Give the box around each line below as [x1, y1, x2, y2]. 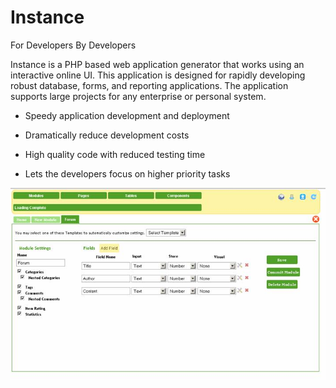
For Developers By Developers [10, 39, 137, 51]
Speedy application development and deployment [24, 109, 230, 121]
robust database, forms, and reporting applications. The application [10, 79, 289, 91]
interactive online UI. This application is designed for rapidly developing [10, 69, 306, 81]
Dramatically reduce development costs [24, 129, 190, 141]
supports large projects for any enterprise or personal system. [10, 90, 267, 102]
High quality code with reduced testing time [24, 148, 206, 160]
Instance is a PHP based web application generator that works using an [10, 58, 305, 70]
